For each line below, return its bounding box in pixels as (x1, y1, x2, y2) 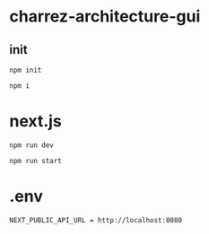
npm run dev (9, 141, 54, 150)
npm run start (9, 156, 63, 165)
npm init (9, 65, 42, 74)
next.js (9, 111, 63, 132)
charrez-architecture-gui (9, 6, 201, 27)
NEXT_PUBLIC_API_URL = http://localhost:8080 (9, 215, 182, 225)
